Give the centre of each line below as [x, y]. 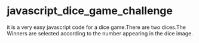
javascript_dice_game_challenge [90, 11]
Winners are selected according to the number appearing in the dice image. [100, 33]
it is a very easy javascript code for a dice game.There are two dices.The [97, 27]
